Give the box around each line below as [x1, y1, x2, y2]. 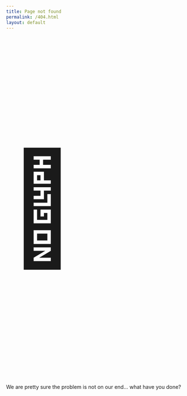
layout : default [6, 19, 46, 25]
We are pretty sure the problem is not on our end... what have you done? [6, 384, 182, 391]
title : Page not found [6, 8, 62, 15]
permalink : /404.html [6, 14, 59, 20]
